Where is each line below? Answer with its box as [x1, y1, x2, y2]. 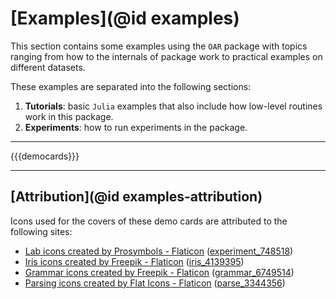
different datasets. [10, 61, 86, 73]
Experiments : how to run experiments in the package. [24, 121, 248, 133]
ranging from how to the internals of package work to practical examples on [10, 50, 323, 62]
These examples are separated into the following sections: [10, 80, 252, 92]
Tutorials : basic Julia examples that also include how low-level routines [24, 100, 323, 112]
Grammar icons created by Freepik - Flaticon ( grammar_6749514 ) [24, 266, 295, 278]
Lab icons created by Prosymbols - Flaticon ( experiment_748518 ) [24, 245, 294, 257]
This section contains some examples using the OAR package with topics [10, 40, 308, 52]
